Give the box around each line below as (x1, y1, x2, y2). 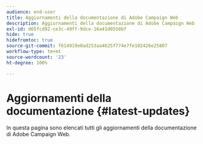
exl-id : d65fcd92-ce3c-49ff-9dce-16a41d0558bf (6, 26, 127, 32)
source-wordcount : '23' (6, 54, 67, 60)
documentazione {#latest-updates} (6, 104, 190, 118)
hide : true (6, 32, 34, 38)
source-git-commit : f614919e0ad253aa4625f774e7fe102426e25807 (6, 43, 168, 49)
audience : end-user (6, 9, 56, 15)
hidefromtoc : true (6, 37, 53, 43)
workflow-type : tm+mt (6, 49, 62, 55)
